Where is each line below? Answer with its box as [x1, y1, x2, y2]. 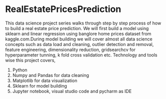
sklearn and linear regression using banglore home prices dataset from [5, 30, 151, 36]
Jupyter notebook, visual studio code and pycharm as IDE [12, 88, 132, 94]
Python [12, 66, 27, 73]
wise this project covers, [5, 57, 56, 63]
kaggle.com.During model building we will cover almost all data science [5, 36, 152, 42]
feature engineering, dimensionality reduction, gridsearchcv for [5, 46, 136, 52]
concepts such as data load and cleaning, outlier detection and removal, [5, 41, 154, 47]
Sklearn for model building [12, 82, 67, 88]
